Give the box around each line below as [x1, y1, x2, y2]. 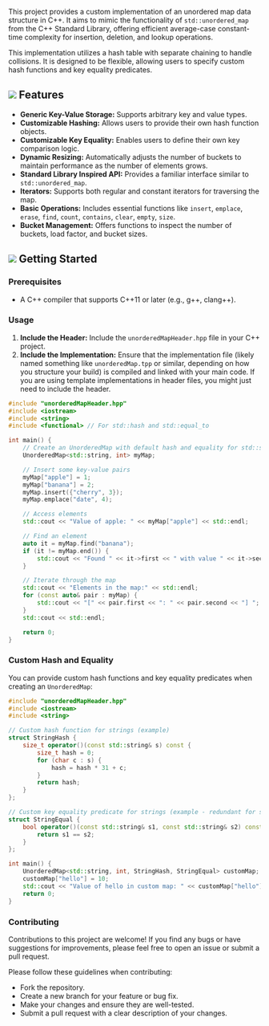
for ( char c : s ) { [37, 756, 102, 764]
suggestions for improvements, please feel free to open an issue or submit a [8, 943, 260, 952]
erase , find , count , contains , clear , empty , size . [19, 212, 176, 222]
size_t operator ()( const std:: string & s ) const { [22, 742, 192, 750]
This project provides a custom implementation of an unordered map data [8, 7, 251, 16]
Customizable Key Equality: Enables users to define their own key [19, 135, 240, 145]
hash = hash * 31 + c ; [50, 763, 127, 772]
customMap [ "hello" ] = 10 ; [22, 875, 110, 883]
